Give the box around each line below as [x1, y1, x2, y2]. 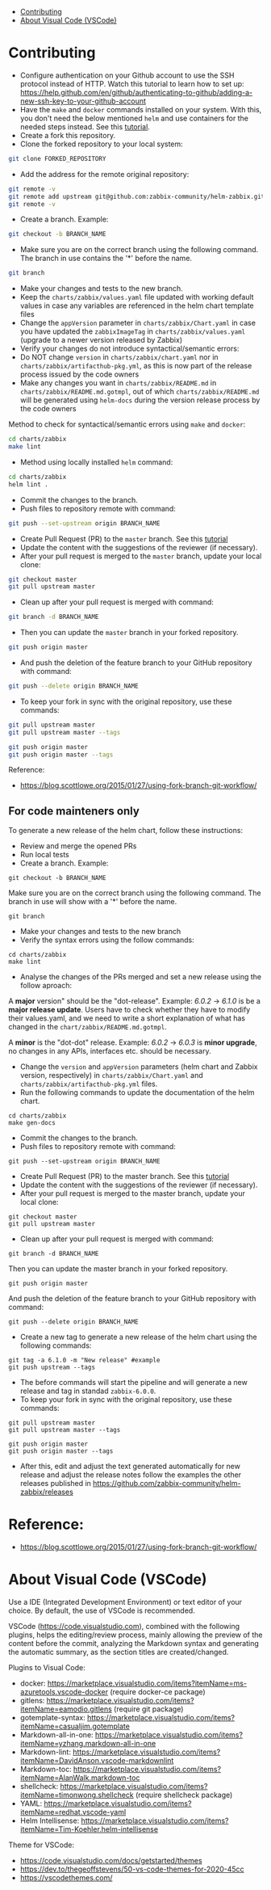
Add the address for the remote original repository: [19, 169, 190, 179]
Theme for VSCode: [8, 1840, 75, 1850]
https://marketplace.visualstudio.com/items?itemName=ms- [47, 1678, 248, 1688]
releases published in [19, 1479, 91, 1488]
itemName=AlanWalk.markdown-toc [19, 1773, 140, 1783]
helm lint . [8, 480, 48, 488]
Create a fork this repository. [19, 130, 115, 140]
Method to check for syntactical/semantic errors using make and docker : [8, 419, 246, 429]
